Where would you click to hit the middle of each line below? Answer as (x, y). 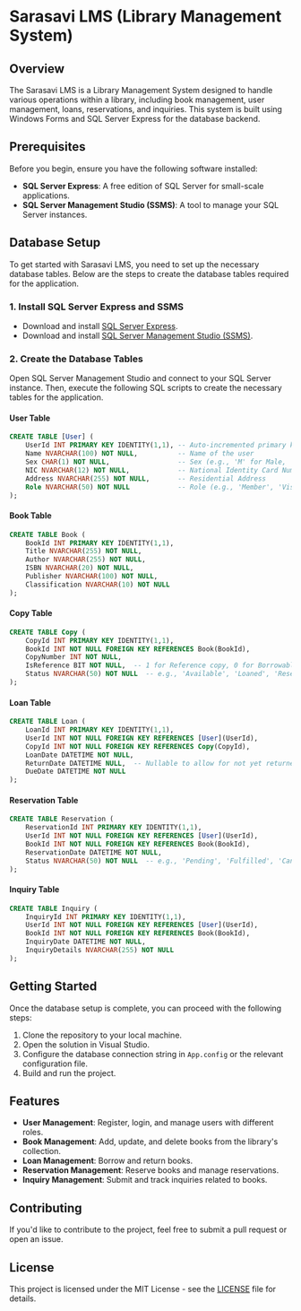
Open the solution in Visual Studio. (86, 1044)
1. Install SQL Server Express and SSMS (97, 307)
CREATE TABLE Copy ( (48, 632)
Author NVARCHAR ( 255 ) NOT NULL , (86, 560)
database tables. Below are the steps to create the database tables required (149, 273)
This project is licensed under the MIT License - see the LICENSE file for (142, 1289)
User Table (30, 418)
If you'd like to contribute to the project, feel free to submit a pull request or (148, 1229)
